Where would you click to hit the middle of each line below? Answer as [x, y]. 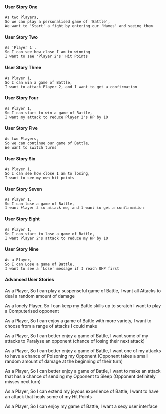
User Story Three [23, 68]
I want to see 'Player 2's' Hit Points [47, 57]
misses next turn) [23, 382]
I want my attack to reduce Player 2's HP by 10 [57, 117]
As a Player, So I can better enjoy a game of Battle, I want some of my [77, 336]
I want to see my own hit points [40, 178]
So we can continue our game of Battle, [48, 143]
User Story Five [22, 128]
